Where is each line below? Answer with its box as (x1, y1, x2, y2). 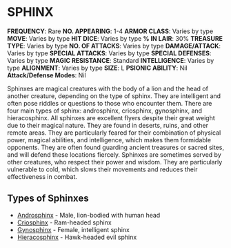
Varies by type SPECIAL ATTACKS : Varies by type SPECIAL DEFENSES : (7, 49, 212, 57)
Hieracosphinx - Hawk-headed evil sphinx (17, 233, 137, 241)
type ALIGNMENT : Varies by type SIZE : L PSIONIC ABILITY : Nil (7, 64, 188, 72)
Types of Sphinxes (7, 193, 89, 204)
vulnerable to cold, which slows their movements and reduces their (7, 165, 198, 173)
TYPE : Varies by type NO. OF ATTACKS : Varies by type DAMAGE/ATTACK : (7, 41, 221, 50)
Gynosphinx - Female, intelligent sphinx (17, 225, 130, 233)
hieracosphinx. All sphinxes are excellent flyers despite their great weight (7, 113, 215, 122)
